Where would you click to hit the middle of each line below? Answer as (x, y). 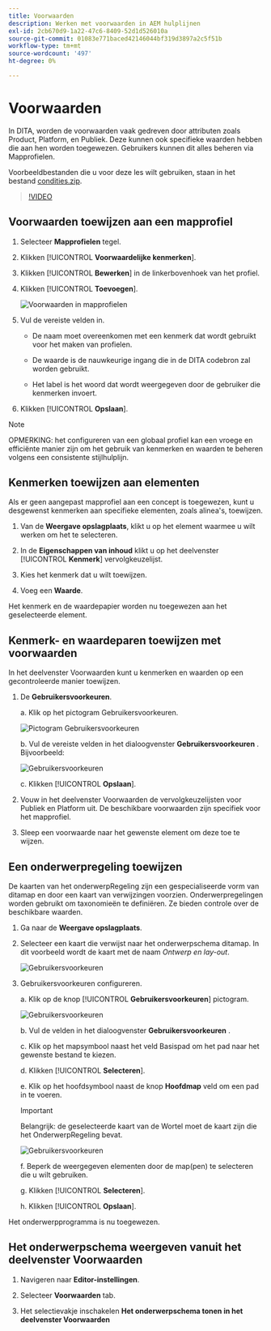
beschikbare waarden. (46, 912)
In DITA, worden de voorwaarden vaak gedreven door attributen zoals (125, 130)
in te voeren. (41, 1095)
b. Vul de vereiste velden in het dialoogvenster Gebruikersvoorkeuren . (140, 744)
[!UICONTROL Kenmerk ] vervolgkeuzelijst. (91, 559)
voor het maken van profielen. (82, 344)
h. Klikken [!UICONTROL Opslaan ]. (78, 1206)
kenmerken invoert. (64, 393)
